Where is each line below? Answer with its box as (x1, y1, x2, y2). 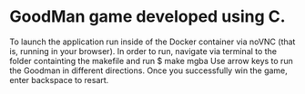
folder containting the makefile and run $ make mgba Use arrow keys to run (9, 55, 293, 66)
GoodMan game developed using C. (9, 6, 286, 27)
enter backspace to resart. (9, 74, 109, 85)
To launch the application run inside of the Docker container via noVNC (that (9, 36, 296, 47)
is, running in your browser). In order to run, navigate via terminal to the (9, 45, 278, 56)
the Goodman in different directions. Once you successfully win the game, (9, 65, 289, 76)
